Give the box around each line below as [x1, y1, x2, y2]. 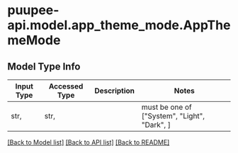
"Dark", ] [141, 120, 171, 130]
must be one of [141, 102, 193, 112]
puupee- [7, 2, 59, 18]
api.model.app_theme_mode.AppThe [7, 17, 231, 33]
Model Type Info [7, 60, 81, 72]
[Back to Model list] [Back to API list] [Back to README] [7, 138, 170, 147]
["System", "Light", [141, 111, 205, 120]
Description [94, 86, 135, 96]
